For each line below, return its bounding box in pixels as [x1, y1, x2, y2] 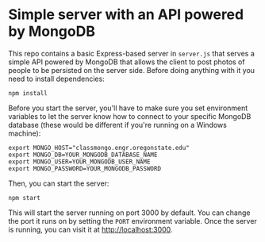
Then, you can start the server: [8, 179, 109, 188]
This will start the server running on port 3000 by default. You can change [8, 208, 251, 217]
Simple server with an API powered [8, 6, 244, 24]
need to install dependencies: [8, 74, 105, 83]
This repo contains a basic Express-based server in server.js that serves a [8, 48, 255, 58]
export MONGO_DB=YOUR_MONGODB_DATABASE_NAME [8, 151, 158, 159]
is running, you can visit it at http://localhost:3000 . [8, 225, 173, 234]
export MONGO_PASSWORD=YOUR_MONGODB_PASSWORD [8, 164, 161, 172]
